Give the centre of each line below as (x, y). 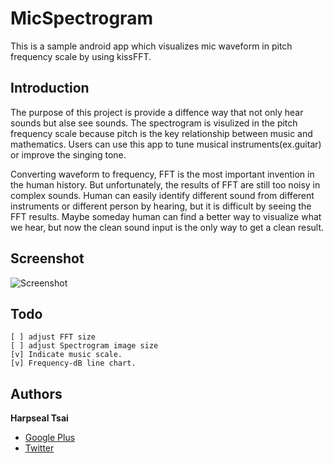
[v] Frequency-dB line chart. (73, 363)
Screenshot (47, 258)
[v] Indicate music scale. (66, 355)
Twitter (39, 448)
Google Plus (50, 438)
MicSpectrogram (81, 18)
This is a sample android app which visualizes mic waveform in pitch (151, 46)
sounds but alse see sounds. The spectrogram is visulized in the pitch (154, 123)
